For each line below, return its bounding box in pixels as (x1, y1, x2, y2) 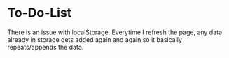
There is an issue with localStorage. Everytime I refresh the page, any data (7, 28, 223, 36)
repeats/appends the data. (7, 43, 84, 51)
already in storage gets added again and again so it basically (7, 35, 182, 43)
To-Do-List (7, 5, 72, 21)
